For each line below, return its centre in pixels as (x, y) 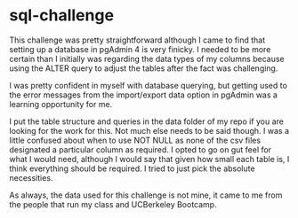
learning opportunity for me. (61, 104)
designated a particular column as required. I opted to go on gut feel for (141, 149)
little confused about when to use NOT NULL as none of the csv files (135, 140)
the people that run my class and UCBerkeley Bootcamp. (113, 204)
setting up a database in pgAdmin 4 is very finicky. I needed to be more (140, 49)
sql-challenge (61, 16)
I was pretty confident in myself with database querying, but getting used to (148, 85)
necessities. (31, 177)
